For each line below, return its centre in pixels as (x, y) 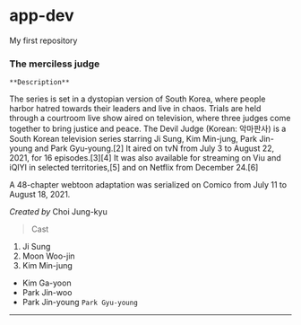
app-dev (42, 16)
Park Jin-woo (47, 293)
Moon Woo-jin (48, 256)
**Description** (39, 83)
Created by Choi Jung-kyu (58, 212)
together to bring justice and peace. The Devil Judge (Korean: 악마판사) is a (148, 129)
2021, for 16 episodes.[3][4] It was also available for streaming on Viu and (146, 158)
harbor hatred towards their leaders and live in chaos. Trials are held (135, 109)
